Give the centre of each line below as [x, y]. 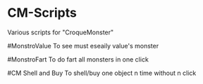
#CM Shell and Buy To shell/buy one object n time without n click [102, 73]
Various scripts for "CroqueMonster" [61, 32]
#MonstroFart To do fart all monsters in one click [78, 59]
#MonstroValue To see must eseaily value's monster [83, 45]
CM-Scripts [42, 13]
